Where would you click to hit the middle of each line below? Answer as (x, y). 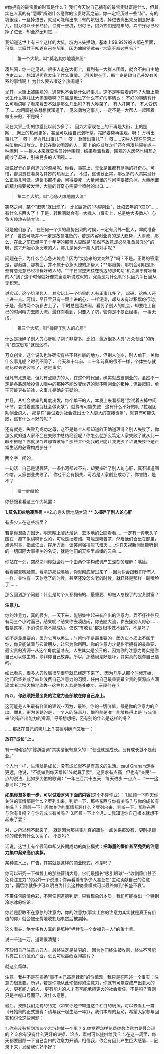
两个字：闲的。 (20, 458)
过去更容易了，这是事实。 (39, 367)
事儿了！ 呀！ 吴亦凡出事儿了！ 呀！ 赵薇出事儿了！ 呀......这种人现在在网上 (80, 139)
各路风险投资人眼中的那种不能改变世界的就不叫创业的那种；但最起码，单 (86, 384)
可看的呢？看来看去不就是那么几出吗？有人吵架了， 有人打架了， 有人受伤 (83, 104)
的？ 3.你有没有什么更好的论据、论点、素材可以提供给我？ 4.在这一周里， (79, 1034)
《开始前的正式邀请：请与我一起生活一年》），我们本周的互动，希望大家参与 (80, 1012)
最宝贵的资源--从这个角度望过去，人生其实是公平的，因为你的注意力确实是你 (82, 650)
